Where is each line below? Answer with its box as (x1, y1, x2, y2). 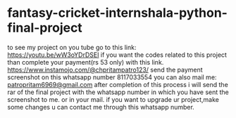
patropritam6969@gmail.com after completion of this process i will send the (7, 80, 229, 88)
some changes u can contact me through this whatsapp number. (7, 103, 195, 111)
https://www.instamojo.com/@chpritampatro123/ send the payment (7, 65, 203, 74)
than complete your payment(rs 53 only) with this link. (7, 58, 164, 66)
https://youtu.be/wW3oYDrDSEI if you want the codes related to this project (7, 51, 228, 59)
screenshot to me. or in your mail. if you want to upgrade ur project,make (7, 95, 220, 103)
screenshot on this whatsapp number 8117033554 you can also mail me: (7, 72, 217, 81)
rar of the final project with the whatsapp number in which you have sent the (7, 88, 229, 96)
